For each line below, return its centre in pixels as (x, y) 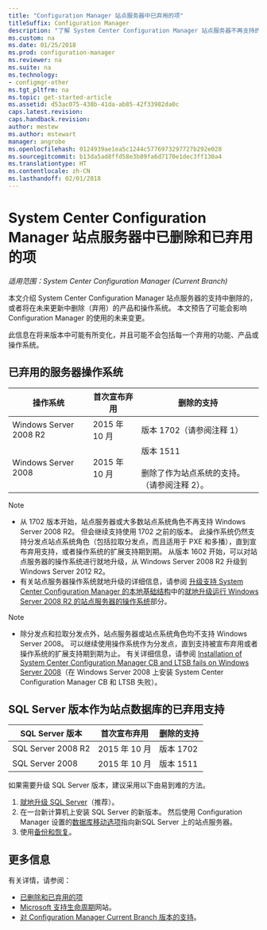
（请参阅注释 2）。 (175, 485)
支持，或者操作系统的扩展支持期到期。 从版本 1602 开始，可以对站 (149, 551)
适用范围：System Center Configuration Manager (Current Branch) (118, 281)
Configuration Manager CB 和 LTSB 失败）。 (91, 681)
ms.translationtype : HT (48, 164)
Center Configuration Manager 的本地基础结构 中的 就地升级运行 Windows (139, 591)
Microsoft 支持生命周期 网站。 (68, 907)
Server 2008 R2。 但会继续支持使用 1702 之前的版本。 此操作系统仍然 (134, 532)
